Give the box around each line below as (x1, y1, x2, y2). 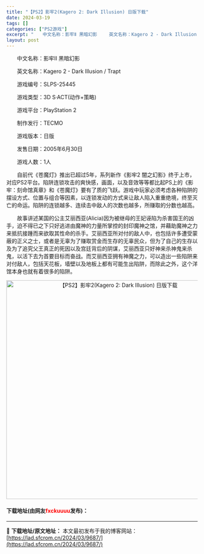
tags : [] (6, 20, 29, 26)
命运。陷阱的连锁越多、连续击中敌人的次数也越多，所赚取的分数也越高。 (16, 202, 198, 209)
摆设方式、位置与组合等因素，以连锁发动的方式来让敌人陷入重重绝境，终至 (6, 194, 192, 201)
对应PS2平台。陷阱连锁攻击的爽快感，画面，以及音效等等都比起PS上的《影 (6, 179, 194, 186)
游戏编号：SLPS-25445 (16, 80, 76, 88)
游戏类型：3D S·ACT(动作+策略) (16, 94, 97, 100)
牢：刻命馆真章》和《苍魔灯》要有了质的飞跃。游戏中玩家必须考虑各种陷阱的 (6, 186, 198, 194)
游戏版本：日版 (16, 132, 55, 139)
